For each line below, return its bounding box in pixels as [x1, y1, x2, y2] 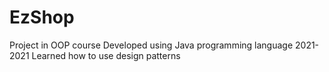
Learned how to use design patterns [31, 49, 181, 61]
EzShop [9, 6, 75, 29]
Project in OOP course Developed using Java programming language [9, 39, 294, 51]
